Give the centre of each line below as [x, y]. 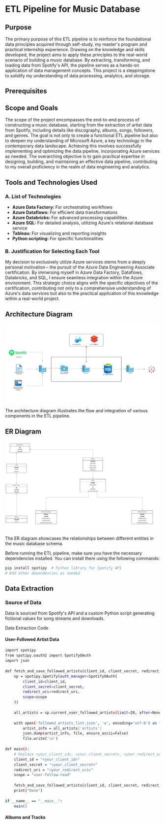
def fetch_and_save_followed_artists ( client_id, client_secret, [72, 671]
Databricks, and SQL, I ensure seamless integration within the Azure [74, 278]
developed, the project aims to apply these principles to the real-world [76, 55]
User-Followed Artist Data [32, 639]
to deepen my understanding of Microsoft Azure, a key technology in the [79, 141]
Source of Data [23, 602]
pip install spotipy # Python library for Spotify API [63, 568]
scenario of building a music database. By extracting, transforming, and [78, 60]
